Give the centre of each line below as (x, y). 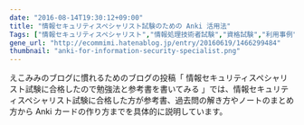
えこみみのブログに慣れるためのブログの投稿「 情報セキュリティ (129, 78)
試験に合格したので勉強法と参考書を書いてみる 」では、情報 (137, 89)
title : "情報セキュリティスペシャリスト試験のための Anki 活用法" (120, 26)
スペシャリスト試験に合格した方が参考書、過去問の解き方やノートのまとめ (156, 101)
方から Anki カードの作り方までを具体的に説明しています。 (119, 112)
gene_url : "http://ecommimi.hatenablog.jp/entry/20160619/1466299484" (145, 43)
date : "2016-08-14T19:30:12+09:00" (76, 18)
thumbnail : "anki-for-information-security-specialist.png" (125, 51)
